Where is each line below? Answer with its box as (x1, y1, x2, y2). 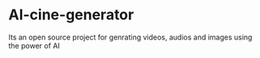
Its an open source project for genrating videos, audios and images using (8, 32, 253, 42)
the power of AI (8, 40, 61, 50)
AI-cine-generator (8, 6, 134, 24)
